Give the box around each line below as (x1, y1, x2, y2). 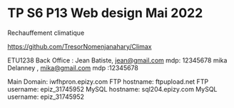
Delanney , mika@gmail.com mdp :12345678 (7, 63, 139, 72)
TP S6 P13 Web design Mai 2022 (7, 5, 203, 21)
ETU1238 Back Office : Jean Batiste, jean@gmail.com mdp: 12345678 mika (7, 55, 228, 65)
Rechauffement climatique (7, 28, 85, 37)
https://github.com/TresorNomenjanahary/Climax (7, 42, 152, 50)
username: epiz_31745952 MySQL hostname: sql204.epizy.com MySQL (7, 85, 218, 93)
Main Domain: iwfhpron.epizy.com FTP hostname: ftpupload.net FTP (7, 77, 209, 86)
